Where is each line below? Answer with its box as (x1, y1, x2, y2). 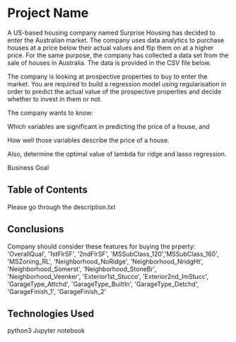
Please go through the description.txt (7, 203, 116, 211)
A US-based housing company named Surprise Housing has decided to (7, 28, 216, 37)
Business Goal (7, 163, 49, 171)
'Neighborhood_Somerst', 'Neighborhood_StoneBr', (7, 264, 157, 273)
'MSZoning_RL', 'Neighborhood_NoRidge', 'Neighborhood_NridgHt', (7, 257, 203, 266)
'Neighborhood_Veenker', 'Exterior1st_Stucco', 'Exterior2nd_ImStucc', (7, 272, 209, 280)
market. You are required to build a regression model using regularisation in (7, 79, 227, 88)
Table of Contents (7, 184, 88, 196)
